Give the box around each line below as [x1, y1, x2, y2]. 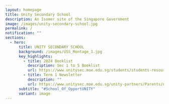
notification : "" [5, 30, 42, 35]
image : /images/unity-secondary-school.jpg [5, 21, 98, 26]
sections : [5, 35, 26, 40]
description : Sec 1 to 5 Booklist [27, 63, 100, 68]
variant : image [18, 91, 51, 96]
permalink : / [5, 26, 33, 31]
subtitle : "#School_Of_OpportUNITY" [18, 86, 96, 91]
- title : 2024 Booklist [23, 58, 73, 63]
